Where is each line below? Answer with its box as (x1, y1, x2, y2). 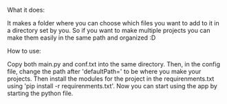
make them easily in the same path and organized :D (7, 34, 156, 42)
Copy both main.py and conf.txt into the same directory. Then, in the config (7, 60, 220, 68)
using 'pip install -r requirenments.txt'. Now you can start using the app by (7, 82, 218, 90)
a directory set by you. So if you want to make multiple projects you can (7, 27, 210, 34)
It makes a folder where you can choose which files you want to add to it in (7, 19, 219, 27)
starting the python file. (7, 89, 74, 97)
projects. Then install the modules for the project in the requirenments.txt (7, 75, 215, 83)
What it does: (7, 6, 45, 14)
